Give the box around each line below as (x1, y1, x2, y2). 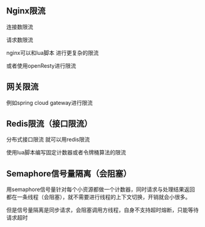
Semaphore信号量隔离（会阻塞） (6, 168, 132, 179)
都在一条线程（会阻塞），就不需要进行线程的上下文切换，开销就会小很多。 (6, 193, 191, 201)
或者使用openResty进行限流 (6, 62, 76, 69)
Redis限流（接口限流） (6, 118, 93, 129)
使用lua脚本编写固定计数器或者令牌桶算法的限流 (6, 149, 126, 156)
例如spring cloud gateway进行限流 (6, 99, 93, 106)
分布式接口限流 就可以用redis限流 (6, 136, 90, 143)
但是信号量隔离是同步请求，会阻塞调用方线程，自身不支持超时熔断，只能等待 (6, 206, 199, 214)
